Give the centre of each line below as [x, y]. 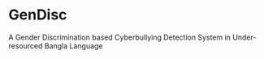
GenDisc [38, 15]
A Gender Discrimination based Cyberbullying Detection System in [120, 37]
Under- [245, 37]
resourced [26, 45]
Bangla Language [74, 45]
